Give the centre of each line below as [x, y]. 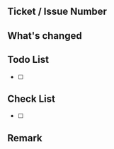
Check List [31, 99]
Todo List [28, 60]
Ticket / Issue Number [57, 12]
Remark [25, 138]
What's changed [45, 36]
